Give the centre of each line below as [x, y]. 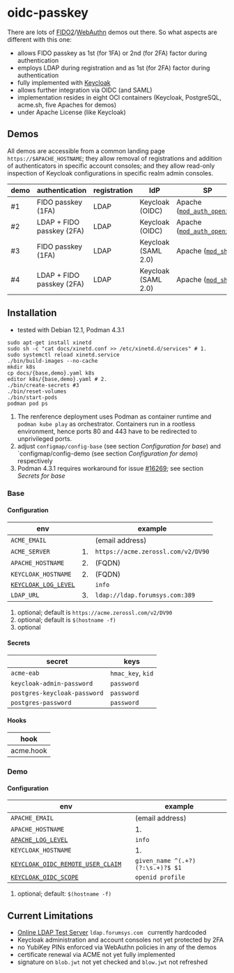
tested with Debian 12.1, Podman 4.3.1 [71, 329]
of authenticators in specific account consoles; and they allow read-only [111, 166]
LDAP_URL [25, 595]
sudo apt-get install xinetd [49, 343]
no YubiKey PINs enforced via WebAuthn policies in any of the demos [117, 947]
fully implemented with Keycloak [64, 82]
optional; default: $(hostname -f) [64, 894]
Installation [32, 313]
